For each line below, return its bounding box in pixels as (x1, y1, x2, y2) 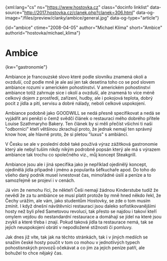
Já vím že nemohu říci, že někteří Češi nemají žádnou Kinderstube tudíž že (5, 187, 159, 193)
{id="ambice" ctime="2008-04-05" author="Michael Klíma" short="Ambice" (5, 25, 163, 31)
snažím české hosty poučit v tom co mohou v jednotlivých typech (5, 239, 140, 245)
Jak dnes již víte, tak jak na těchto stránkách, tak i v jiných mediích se (5, 234, 148, 240)
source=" (5, 10, 25, 16)
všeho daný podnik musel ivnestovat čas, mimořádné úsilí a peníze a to (5, 172, 152, 178)
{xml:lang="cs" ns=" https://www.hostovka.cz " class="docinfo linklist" (5, 5, 149, 10)
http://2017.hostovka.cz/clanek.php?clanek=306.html (24, 10, 134, 16)
